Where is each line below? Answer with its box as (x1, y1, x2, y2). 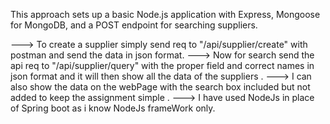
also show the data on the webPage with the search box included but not (10, 81, 311, 93)
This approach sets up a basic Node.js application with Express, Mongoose (10, 9, 321, 20)
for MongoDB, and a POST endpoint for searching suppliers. (10, 19, 258, 31)
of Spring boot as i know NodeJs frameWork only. (10, 102, 216, 114)
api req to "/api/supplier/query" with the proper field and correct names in (10, 60, 315, 71)
